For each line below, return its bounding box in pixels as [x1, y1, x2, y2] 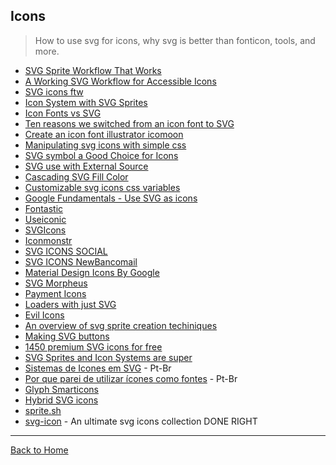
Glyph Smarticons [24, 383, 99, 395]
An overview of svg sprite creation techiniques [24, 319, 218, 331]
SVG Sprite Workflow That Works [24, 64, 162, 76]
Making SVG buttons [24, 330, 110, 342]
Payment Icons [24, 287, 87, 299]
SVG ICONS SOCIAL [24, 245, 108, 257]
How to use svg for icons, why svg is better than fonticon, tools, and [34, 34, 316, 46]
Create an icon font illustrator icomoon [24, 128, 184, 140]
